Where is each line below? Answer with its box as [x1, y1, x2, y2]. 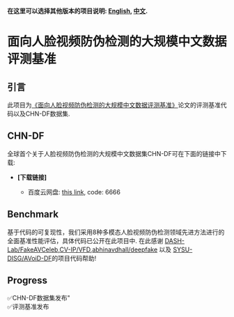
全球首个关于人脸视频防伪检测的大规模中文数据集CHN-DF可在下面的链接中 [7, 149, 221, 157]
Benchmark [7, 208, 59, 220]
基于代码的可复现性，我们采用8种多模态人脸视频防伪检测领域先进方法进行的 [7, 228, 225, 236]
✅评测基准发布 [7, 302, 49, 311]
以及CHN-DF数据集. [13, 109, 71, 118]
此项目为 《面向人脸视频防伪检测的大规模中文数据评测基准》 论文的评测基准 [7, 101, 221, 109]
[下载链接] [17, 173, 47, 181]
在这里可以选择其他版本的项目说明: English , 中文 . [7, 7, 148, 15]
